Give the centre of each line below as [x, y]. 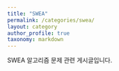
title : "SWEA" [28, 14]
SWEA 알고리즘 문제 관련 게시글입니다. [60, 61]
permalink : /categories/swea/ [51, 20]
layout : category [32, 26]
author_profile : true [39, 33]
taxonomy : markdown [35, 40]
